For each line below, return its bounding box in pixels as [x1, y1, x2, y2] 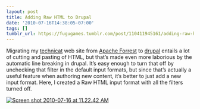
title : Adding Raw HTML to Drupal [6, 14, 92, 20]
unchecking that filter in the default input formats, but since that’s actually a [6, 66, 192, 73]
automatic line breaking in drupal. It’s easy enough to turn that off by [6, 60, 174, 67]
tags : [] [6, 25, 28, 32]
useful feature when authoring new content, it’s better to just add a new [6, 73, 182, 80]
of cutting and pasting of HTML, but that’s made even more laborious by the [6, 54, 192, 61]
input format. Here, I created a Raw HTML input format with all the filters [6, 79, 183, 86]
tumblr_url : [6, 31, 36, 37]
